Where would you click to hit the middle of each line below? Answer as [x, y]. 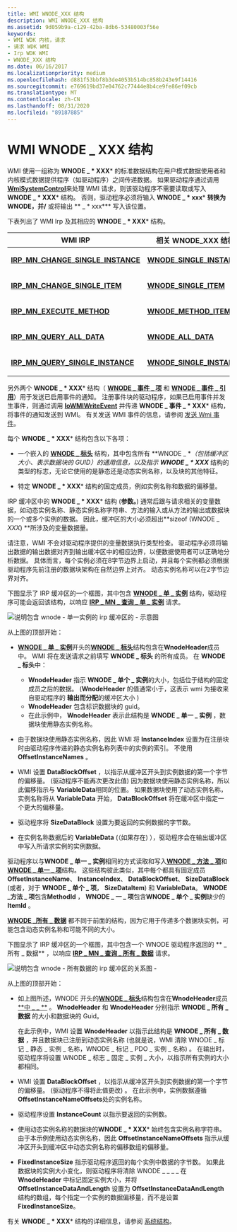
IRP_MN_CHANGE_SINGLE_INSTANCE [76, 260]
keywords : [22, 34]
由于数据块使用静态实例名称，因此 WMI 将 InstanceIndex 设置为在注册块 [123, 739]
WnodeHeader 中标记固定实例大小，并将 [77, 1180]
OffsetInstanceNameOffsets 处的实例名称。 [81, 1099]
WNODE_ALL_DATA [181, 337]
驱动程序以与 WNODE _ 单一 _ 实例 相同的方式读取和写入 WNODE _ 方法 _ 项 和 [117, 861]
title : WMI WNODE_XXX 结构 [46, 14]
